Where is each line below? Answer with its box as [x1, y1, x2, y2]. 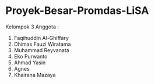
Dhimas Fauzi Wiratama [13, 41, 71, 48]
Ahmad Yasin [13, 59, 46, 66]
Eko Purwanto [13, 53, 48, 60]
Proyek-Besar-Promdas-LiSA [5, 4, 149, 17]
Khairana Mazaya [13, 71, 56, 78]
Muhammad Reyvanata [13, 46, 69, 53]
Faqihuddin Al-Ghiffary [13, 34, 69, 41]
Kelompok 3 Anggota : [5, 23, 59, 30]
